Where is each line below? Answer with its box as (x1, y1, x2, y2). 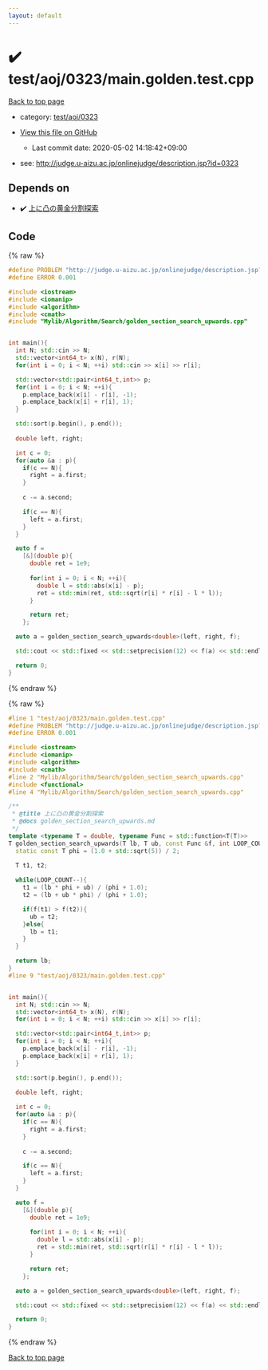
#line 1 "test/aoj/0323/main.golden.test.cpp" (8, 714, 166, 722)
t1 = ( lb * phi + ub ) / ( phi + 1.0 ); (22, 883, 148, 892)
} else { (22, 920, 45, 928)
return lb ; (15, 957, 52, 965)
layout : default (8, 11, 62, 20)
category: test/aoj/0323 (19, 112, 98, 121)
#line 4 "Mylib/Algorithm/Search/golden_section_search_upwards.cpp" (8, 788, 245, 796)
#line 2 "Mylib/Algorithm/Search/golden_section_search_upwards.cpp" (8, 773, 245, 781)
